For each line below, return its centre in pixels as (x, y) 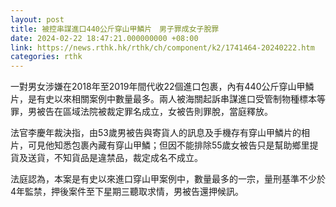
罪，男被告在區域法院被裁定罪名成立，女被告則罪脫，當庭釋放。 (141, 112)
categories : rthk (46, 57)
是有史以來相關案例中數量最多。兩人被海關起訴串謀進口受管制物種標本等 (176, 99)
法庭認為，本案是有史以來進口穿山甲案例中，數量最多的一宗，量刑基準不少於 (168, 179)
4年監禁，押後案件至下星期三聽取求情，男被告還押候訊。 (127, 192)
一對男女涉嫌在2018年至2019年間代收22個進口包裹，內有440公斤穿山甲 (158, 87)
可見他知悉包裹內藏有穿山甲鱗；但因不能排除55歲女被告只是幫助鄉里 (168, 145)
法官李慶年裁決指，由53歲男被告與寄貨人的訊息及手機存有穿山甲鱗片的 (156, 133)
